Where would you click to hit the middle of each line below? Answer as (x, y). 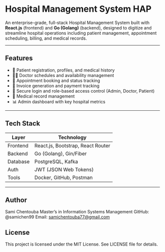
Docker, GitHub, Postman (63, 177)
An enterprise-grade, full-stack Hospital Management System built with (77, 23)
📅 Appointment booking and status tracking (56, 80)
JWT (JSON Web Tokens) (64, 169)
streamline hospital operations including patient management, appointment (81, 33)
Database (19, 161)
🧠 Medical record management (43, 96)
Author (16, 200)
